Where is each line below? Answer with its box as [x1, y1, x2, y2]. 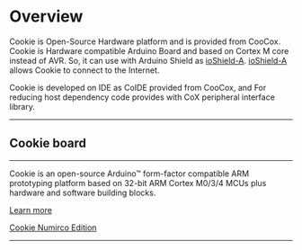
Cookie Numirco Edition [9, 222, 97, 233]
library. [9, 101, 36, 112]
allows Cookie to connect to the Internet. [9, 65, 160, 76]
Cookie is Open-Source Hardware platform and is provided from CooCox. [9, 36, 281, 47]
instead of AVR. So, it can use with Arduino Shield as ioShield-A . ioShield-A [9, 55, 288, 66]
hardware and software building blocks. [9, 187, 156, 198]
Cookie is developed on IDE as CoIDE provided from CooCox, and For [9, 82, 267, 93]
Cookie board [9, 136, 87, 151]
